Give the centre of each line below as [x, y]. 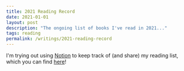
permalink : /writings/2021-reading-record [59, 39]
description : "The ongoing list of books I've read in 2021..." [87, 28]
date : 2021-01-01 [27, 17]
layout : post [22, 22]
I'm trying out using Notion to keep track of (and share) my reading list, [92, 55]
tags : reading [24, 33]
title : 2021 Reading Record [41, 11]
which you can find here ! [36, 62]
